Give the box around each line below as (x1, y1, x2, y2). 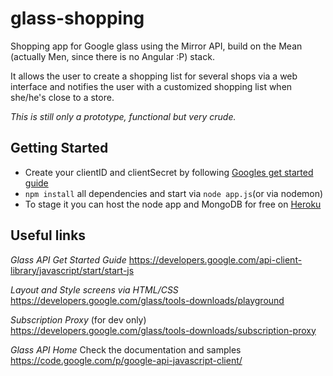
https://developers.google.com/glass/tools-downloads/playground (10, 294, 285, 306)
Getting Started (10, 140, 109, 157)
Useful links (10, 227, 87, 244)
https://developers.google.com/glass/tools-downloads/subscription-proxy (10, 324, 317, 336)
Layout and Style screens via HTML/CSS (10, 283, 179, 296)
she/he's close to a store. (10, 91, 115, 103)
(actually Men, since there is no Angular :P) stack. (10, 50, 215, 62)
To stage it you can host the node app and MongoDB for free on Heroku (24, 198, 322, 210)
